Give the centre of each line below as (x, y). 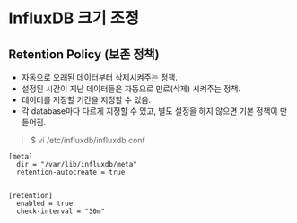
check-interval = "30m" (61, 211)
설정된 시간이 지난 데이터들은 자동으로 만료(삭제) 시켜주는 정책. (131, 89)
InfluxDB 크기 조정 (74, 18)
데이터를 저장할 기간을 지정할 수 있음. (86, 100)
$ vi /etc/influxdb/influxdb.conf (87, 140)
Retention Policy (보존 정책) (84, 54)
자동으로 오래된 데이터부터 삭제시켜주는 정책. (100, 77)
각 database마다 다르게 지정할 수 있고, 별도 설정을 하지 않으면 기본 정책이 (149, 111)
